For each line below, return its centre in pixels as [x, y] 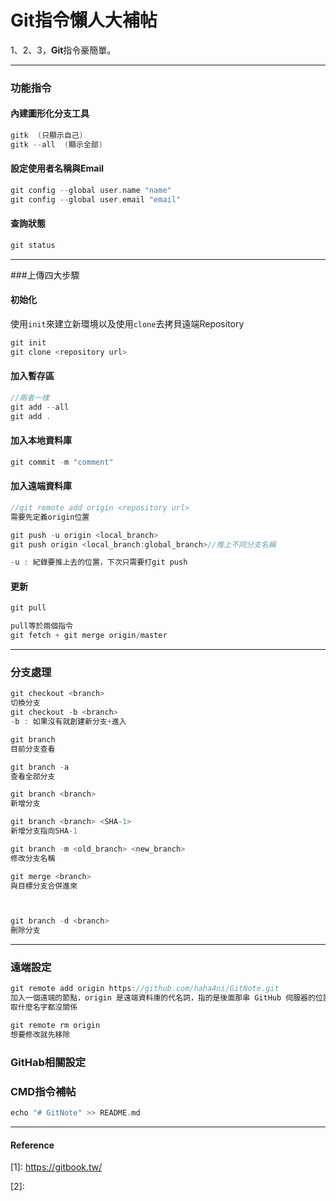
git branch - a [40, 767]
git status [33, 245]
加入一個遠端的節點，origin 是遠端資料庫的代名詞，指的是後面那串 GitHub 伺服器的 [163, 998]
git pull [28, 608]
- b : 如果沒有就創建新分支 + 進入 [68, 722]
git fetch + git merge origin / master [89, 636]
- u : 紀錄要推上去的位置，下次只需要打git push [99, 562]
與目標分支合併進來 [44, 886]
